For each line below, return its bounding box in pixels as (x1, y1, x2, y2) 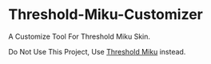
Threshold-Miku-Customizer (8, 6, 204, 24)
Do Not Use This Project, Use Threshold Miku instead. (8, 47, 186, 56)
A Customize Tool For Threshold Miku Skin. (8, 32, 150, 41)
